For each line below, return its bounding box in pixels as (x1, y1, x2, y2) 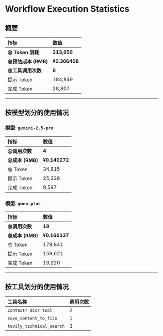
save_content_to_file (7, 315, 57, 321)
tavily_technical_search (7, 323, 65, 329)
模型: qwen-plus (5, 200, 41, 207)
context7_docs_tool (7, 307, 52, 313)
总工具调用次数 (7, 67, 42, 74)
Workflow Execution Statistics (5, 3, 130, 15)
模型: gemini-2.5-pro (5, 124, 54, 131)
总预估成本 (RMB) (7, 58, 48, 65)
